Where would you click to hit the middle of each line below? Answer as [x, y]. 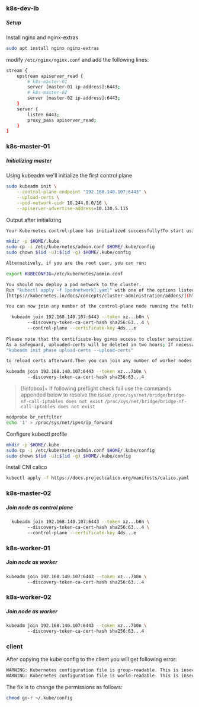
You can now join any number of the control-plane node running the [92, 306]
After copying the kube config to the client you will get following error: [92, 660]
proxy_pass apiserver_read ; [62, 120]
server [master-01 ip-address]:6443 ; [74, 87]
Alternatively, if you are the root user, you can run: [76, 263]
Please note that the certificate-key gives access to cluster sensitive [99, 339]
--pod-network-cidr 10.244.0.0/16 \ [62, 203]
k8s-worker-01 [28, 548]
